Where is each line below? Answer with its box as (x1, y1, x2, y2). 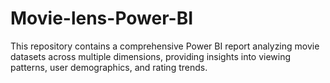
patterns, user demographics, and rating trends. (10, 61, 208, 73)
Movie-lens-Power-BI (10, 7, 194, 30)
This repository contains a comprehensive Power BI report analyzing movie (10, 40, 320, 52)
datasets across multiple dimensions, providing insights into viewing (10, 50, 292, 62)
